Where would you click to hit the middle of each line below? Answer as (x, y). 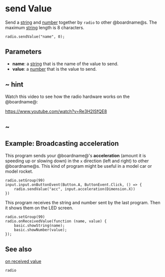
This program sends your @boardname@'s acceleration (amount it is (76, 155)
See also (18, 250)
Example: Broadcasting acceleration (62, 144)
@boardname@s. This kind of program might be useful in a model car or (79, 166)
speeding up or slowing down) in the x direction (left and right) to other (77, 161)
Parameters (23, 52)
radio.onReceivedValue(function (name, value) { (56, 221)
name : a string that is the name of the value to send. (65, 64)
